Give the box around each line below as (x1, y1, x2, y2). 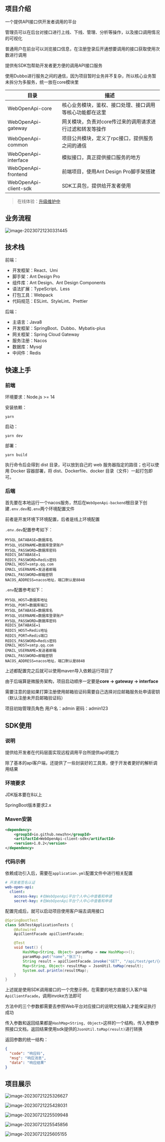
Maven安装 (5, 816, 32, 823)
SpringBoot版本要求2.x (5, 802, 52, 808)
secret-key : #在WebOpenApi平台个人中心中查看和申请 (14, 899, 112, 903)
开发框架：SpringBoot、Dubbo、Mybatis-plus (12, 325, 106, 331)
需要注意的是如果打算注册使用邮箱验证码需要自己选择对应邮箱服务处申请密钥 (5, 689, 160, 695)
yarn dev (5, 433, 23, 439)
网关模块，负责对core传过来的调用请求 (61, 118, 151, 125)
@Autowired (14, 927, 36, 932)
